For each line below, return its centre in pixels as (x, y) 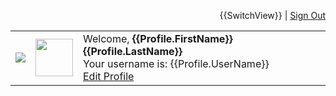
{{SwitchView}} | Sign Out (272, 15)
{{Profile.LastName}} (133, 51)
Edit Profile (109, 76)
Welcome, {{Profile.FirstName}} (158, 38)
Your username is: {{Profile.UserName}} (176, 63)
